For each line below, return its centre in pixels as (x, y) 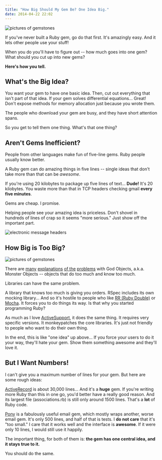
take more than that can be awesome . (43, 174)
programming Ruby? (25, 308)
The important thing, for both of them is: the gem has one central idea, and (80, 439)
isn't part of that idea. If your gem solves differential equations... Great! (76, 99)
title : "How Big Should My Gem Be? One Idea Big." (57, 9)
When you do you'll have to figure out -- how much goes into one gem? (76, 52)
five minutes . (19, 194)
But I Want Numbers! (37, 363)
